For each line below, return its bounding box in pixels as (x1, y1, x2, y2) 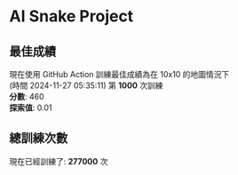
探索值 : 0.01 (9, 102, 52, 113)
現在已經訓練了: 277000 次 (9, 155, 108, 166)
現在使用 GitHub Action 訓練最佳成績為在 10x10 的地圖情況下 (9, 69, 230, 79)
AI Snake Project (9, 6, 134, 27)
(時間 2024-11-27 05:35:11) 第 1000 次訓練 (9, 80, 163, 91)
